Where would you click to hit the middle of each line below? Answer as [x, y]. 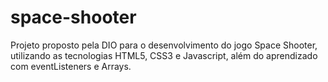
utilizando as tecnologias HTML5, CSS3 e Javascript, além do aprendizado [164, 55]
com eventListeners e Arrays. [71, 66]
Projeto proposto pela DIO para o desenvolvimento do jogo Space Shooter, [164, 45]
